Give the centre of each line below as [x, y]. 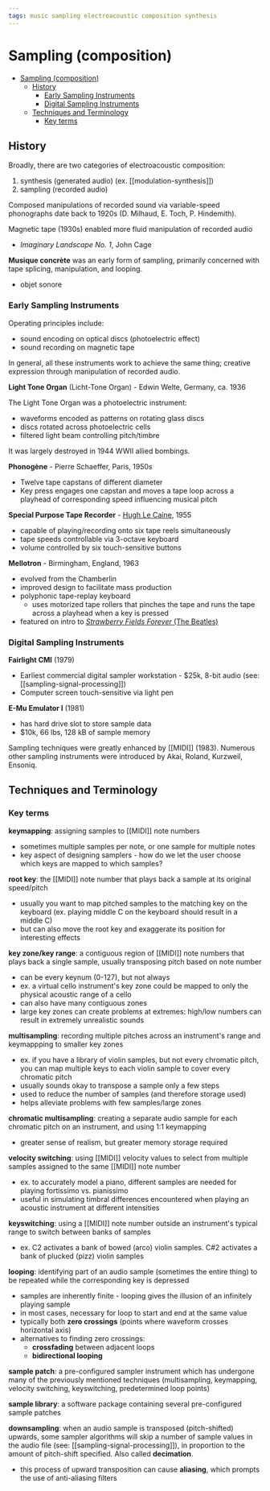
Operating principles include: [56, 323]
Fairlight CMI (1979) [41, 659]
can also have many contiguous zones [83, 1002]
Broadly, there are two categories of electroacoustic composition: [117, 165]
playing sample [45, 1304]
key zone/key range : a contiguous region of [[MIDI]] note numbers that [127, 953]
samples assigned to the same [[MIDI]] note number [94, 1166]
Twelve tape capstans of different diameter [91, 482]
